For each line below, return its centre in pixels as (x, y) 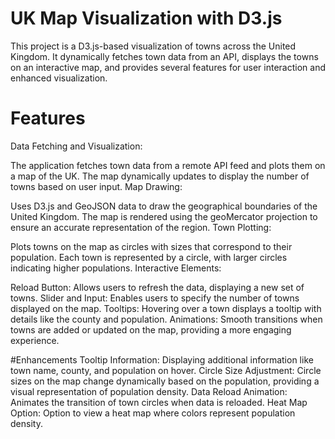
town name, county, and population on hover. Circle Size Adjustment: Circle (166, 370)
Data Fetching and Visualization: (76, 146)
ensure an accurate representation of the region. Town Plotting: (141, 227)
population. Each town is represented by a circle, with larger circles (149, 257)
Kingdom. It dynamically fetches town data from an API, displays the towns (164, 56)
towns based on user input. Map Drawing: (96, 186)
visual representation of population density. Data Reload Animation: (149, 391)
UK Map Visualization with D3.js (146, 18)
